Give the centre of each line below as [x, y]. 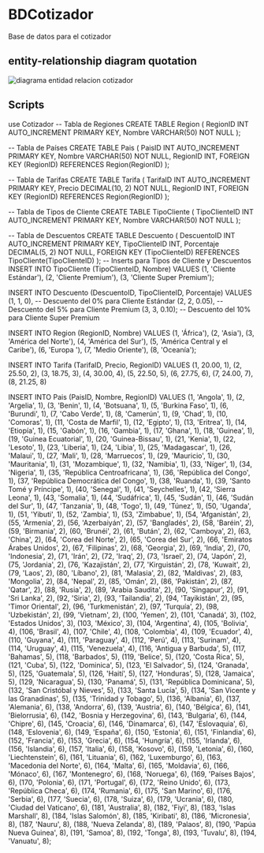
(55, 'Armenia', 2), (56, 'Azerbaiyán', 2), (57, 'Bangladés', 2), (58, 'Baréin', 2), [131, 523]
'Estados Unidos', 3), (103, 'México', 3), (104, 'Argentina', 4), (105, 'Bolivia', [128, 623]
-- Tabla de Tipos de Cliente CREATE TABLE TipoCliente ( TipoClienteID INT [131, 211]
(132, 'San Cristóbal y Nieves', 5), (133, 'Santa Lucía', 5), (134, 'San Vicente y [132, 690]
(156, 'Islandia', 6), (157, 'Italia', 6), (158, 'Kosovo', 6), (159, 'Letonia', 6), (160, [131, 749]
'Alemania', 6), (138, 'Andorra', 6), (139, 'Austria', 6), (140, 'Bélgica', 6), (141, [129, 706]
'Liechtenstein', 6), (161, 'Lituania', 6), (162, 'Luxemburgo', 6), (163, [115, 757]
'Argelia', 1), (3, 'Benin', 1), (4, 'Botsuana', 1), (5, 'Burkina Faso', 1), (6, [118, 405]
